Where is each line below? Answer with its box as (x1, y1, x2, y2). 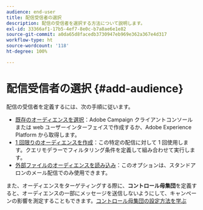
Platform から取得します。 (15, 131, 80, 138)
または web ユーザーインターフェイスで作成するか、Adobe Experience (15, 123, 192, 130)
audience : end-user (6, 8, 56, 15)
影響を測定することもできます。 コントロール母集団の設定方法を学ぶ (16, 197, 187, 204)
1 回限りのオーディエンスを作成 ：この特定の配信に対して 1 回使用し (15, 138, 184, 146)
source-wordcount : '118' (6, 43, 69, 49)
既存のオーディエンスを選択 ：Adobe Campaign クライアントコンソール (15, 116, 193, 123)
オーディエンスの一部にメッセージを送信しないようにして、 (22, 189, 170, 197)
